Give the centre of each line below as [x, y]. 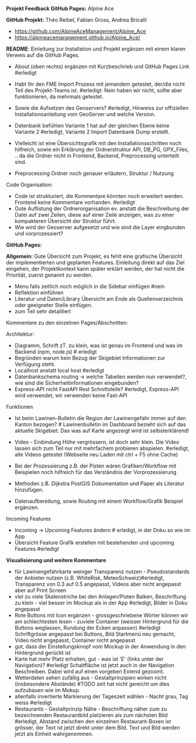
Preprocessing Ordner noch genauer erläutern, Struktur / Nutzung [94, 173]
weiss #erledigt [33, 702]
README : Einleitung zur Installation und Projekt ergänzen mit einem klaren [96, 49]
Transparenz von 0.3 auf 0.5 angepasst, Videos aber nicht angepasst [98, 584]
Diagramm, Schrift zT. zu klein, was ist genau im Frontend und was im [99, 345]
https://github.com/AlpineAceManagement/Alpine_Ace [80, 31]
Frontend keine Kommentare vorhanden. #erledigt [75, 202]
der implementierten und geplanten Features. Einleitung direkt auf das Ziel [95, 263]
